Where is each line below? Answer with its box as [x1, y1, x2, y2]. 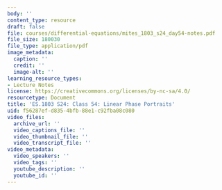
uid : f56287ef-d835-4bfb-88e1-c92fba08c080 [7, 107, 135, 114]
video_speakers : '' [13, 152, 70, 160]
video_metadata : [7, 146, 54, 153]
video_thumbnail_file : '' [13, 133, 89, 140]
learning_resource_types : [7, 74, 82, 82]
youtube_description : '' [13, 165, 85, 173]
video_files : [7, 113, 45, 120]
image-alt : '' [13, 68, 54, 75]
